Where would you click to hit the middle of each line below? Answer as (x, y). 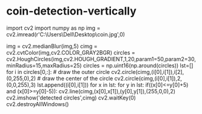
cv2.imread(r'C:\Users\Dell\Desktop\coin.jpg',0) (66, 34)
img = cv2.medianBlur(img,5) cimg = (52, 46)
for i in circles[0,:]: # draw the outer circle (58, 72)
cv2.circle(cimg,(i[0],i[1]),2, (148, 78)
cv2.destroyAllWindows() (38, 104)
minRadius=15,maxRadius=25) (44, 65)
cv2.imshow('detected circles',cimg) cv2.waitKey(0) (71, 98)
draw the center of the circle (78, 78)
